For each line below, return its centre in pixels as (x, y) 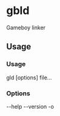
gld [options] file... (29, 78)
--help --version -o (30, 106)
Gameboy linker (26, 27)
